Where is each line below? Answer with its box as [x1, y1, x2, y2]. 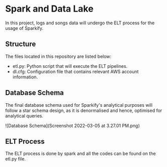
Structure [5, 40, 36, 49]
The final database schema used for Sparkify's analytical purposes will [5, 102, 153, 108]
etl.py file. [5, 156, 26, 162]
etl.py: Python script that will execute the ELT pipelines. [12, 63, 128, 69]
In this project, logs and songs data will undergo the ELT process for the [5, 20, 155, 26]
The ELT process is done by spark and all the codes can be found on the [5, 150, 156, 157]
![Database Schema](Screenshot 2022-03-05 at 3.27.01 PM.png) [5, 122, 140, 129]
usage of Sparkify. [5, 25, 44, 31]
